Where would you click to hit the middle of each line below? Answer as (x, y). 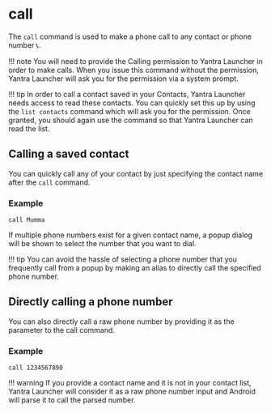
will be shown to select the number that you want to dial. (102, 244)
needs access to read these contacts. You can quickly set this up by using (132, 103)
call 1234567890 (36, 368)
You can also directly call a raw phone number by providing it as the (121, 321)
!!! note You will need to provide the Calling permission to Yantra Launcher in (135, 61)
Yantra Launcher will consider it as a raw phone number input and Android (132, 392)
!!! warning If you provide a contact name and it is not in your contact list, (130, 383)
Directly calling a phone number (91, 302)
